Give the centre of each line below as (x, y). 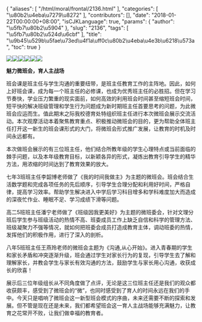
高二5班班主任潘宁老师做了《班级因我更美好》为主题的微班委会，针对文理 (97, 212)
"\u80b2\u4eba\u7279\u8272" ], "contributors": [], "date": (78, 15)
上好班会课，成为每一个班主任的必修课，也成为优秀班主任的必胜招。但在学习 (101, 91)
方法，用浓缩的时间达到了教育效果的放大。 (59, 164)
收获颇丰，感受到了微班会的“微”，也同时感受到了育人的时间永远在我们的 (96, 290)
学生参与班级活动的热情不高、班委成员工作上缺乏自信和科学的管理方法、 (106, 220)
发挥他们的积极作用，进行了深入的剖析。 (56, 235)
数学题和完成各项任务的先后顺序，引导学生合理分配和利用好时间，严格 (98, 184)
